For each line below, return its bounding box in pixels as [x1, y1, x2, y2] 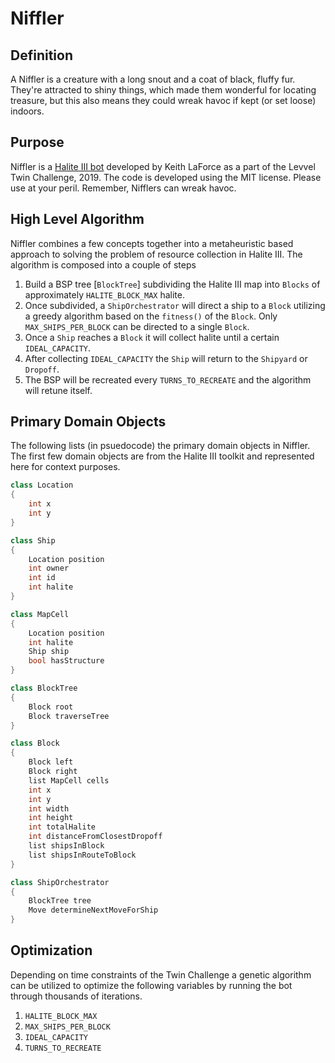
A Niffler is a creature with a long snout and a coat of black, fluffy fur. [10, 73, 296, 85]
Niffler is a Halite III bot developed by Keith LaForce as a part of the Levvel [10, 160, 316, 172]
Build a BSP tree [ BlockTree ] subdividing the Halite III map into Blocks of [24, 278, 321, 290]
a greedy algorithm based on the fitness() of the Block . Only [24, 310, 278, 322]
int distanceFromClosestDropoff [28, 832, 163, 842]
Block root [28, 702, 74, 712]
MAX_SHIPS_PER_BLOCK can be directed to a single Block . [24, 320, 250, 332]
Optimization [10, 942, 93, 959]
